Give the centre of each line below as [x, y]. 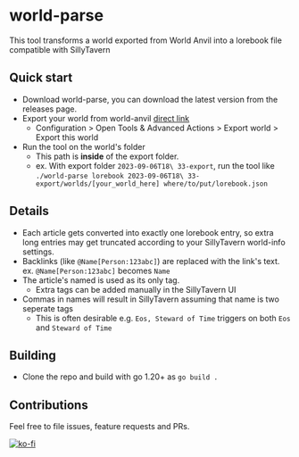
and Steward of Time [74, 328]
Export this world [67, 137]
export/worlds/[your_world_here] [98, 184]
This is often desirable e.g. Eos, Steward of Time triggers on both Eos [163, 318]
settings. [38, 252]
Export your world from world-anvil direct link [106, 118]
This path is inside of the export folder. [107, 156]
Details [29, 211]
